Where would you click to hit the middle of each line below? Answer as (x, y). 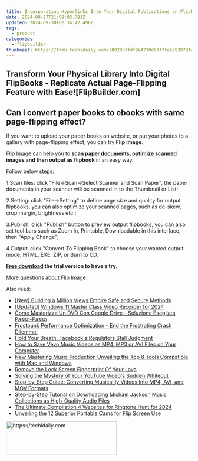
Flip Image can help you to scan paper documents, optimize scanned (92, 153)
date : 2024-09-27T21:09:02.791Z (46, 17)
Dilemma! (26, 332)
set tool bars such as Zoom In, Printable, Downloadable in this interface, (93, 230)
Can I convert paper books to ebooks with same (95, 112)
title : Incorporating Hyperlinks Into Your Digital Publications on (92, 12)
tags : (13, 28)
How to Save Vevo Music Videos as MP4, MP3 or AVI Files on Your (95, 344)
